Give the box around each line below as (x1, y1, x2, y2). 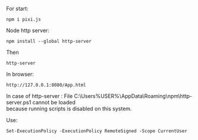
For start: (6, 5, 29, 12)
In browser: (6, 71, 34, 78)
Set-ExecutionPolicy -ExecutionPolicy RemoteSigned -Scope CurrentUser (6, 128, 187, 134)
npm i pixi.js (6, 17, 42, 23)
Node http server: (6, 27, 49, 34)
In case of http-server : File (6, 93, 73, 100)
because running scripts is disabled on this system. (6, 105, 132, 112)
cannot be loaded (32, 99, 76, 106)
